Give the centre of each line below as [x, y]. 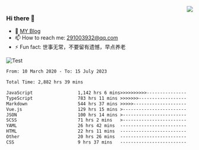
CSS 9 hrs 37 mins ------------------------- [96, 142]
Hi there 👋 [21, 18]
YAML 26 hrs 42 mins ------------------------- [96, 126]
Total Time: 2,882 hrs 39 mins [45, 82]
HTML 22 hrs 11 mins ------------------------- [96, 131]
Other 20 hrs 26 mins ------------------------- [96, 137]
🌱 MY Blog [28, 31]
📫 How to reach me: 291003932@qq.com [66, 38]
